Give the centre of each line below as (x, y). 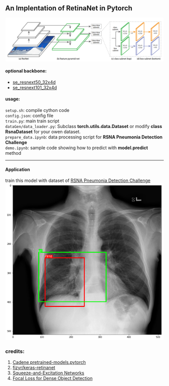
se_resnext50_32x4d (34, 82)
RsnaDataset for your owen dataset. (43, 132)
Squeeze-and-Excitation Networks (48, 373)
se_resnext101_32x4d (34, 87)
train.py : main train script (32, 121)
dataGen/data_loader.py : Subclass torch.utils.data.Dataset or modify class (84, 126)
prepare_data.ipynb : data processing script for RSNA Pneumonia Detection (84, 137)
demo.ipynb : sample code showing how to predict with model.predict (77, 148)
